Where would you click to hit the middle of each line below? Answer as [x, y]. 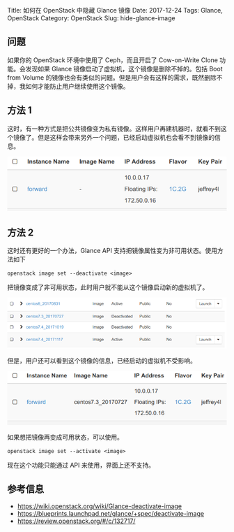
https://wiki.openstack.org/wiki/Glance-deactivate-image [100, 506]
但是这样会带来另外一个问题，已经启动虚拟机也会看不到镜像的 [126, 137]
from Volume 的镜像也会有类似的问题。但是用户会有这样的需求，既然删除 [112, 77]
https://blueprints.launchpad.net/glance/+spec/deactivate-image [110, 514]
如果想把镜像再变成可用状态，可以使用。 [65, 437]
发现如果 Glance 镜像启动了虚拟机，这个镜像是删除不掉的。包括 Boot [124, 69]
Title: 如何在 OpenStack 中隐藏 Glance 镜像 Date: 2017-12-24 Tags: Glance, [115, 10]
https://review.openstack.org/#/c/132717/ [76, 521]
